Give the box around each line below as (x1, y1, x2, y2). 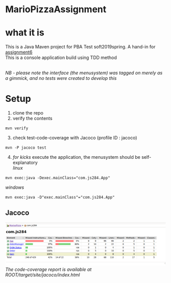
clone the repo (12, 110, 44, 116)
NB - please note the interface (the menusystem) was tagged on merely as (5, 70, 163, 76)
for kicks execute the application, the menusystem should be (12, 154, 141, 160)
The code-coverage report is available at (5, 266, 92, 273)
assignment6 (5, 49, 33, 55)
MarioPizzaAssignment (5, 4, 107, 15)
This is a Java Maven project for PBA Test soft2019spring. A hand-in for (5, 44, 156, 50)
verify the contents (12, 116, 52, 122)
